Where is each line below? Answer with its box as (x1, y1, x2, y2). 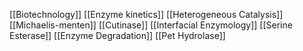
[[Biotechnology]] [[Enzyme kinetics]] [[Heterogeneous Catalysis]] (9, 9, 284, 20)
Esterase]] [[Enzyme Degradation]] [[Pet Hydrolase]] (9, 30, 226, 41)
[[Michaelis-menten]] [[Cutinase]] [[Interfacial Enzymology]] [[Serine (9, 19, 293, 31)
